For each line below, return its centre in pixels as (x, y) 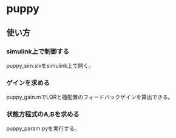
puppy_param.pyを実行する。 (43, 128)
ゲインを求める (28, 82)
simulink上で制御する (38, 51)
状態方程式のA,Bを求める (43, 114)
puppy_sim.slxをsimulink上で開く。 (50, 65)
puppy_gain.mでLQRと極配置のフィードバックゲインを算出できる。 (90, 97)
